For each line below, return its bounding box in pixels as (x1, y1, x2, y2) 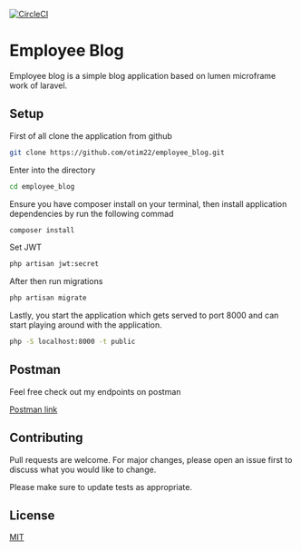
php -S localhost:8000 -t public (9, 337, 136, 347)
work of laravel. (9, 80, 68, 91)
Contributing (9, 430, 83, 446)
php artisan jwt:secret (9, 260, 100, 269)
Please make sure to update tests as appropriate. (9, 481, 193, 492)
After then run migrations (9, 276, 103, 287)
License (9, 508, 55, 524)
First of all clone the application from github (9, 130, 172, 141)
